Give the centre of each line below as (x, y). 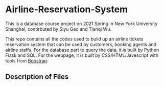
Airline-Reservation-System (67, 9)
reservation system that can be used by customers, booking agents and (81, 44)
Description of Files (37, 77)
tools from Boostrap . (27, 60)
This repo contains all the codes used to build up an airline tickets (74, 39)
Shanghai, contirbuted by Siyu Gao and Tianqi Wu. (58, 29)
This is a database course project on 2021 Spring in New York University (81, 24)
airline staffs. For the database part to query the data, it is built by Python (82, 50)
